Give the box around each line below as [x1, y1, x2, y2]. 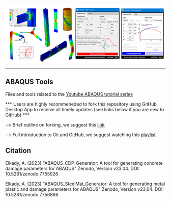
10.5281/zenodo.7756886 [5, 191, 59, 197]
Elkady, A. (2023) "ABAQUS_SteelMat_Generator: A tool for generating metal [5, 181, 165, 187]
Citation [5, 146, 32, 155]
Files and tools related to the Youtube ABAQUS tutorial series [5, 91, 133, 97]
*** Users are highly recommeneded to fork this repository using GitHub [5, 101, 157, 107]
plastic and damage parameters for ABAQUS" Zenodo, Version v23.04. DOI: [5, 186, 164, 192]
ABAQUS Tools [5, 78, 53, 86]
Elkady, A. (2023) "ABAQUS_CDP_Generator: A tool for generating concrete [5, 160, 163, 166]
